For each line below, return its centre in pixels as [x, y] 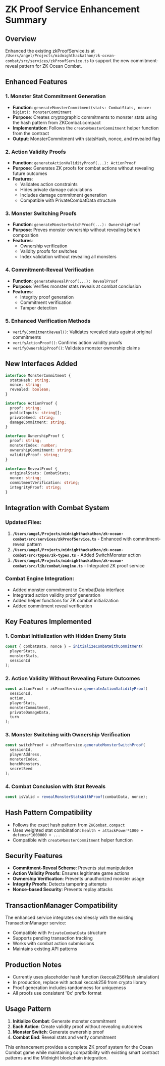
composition [25, 235]
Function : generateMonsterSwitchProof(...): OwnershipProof [76, 225]
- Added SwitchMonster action [109, 555]
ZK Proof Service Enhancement [72, 9]
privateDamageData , [30, 712]
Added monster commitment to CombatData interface [68, 590]
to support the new [110, 61]
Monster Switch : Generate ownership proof [58, 1032]
